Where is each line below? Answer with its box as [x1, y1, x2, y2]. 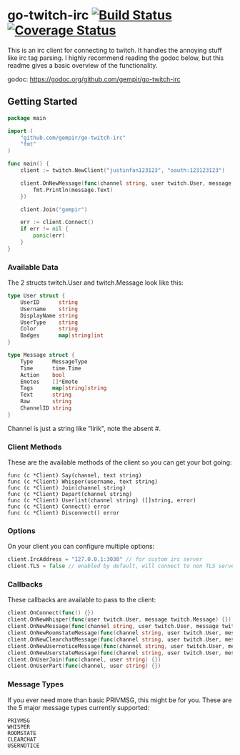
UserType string [20, 318, 79, 326]
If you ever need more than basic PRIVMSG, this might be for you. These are [7, 696, 232, 704]
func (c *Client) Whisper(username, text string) [7, 478, 159, 485]
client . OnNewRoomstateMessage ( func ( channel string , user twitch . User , [7, 629, 222, 637]
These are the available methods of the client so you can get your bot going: [7, 458, 232, 467]
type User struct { [7, 293, 66, 300]
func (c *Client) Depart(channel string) [7, 491, 133, 498]
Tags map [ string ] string [20, 385, 107, 392]
